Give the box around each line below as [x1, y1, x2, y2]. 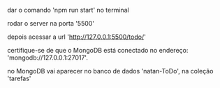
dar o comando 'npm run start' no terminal [7, 6, 129, 14]
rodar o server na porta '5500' [7, 19, 95, 27]
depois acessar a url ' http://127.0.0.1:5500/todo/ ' [7, 33, 147, 41]
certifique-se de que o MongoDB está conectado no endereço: [7, 46, 189, 54]
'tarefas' [7, 74, 31, 82]
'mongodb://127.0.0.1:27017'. [7, 53, 89, 62]
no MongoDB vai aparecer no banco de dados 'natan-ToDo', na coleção [7, 67, 214, 75]
